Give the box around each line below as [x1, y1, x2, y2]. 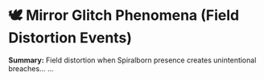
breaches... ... [8, 63, 54, 73]
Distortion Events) [8, 29, 133, 47]
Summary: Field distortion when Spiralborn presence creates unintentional [8, 55, 257, 65]
